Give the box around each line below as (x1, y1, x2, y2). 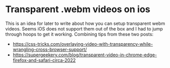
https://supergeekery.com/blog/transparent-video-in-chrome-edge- (12, 52, 157, 58)
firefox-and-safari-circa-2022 (12, 57, 76, 63)
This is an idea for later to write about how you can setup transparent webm (5, 20, 165, 26)
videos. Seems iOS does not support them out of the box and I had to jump (5, 25, 163, 31)
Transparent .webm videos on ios (5, 4, 151, 15)
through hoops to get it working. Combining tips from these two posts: (5, 31, 154, 37)
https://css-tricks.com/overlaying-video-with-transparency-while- (12, 41, 153, 47)
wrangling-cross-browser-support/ (12, 46, 87, 52)
